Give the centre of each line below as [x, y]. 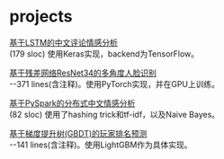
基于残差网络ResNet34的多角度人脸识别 [83, 73]
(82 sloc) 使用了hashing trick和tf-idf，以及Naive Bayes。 [115, 114]
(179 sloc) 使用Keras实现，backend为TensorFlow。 [104, 53]
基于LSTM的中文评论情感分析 [64, 42]
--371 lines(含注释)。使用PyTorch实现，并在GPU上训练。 [115, 84]
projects [41, 17]
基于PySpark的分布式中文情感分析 [72, 103]
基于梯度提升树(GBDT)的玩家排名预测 [78, 133]
